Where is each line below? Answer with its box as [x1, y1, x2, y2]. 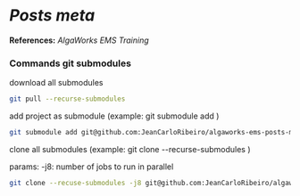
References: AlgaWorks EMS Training [9, 35, 149, 45]
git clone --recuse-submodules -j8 [9, 178, 142, 187]
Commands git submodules [9, 57, 132, 69]
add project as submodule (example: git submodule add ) [9, 110, 220, 121]
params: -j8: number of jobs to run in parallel [9, 161, 174, 172]
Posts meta [9, 5, 96, 26]
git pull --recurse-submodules [9, 94, 126, 103]
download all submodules [9, 78, 104, 88]
